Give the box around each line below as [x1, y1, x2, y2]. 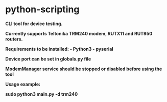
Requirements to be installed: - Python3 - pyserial [5, 46, 113, 52]
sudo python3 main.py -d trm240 [5, 91, 78, 97]
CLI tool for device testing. [5, 21, 63, 27]
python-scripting [5, 4, 80, 15]
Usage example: [5, 81, 41, 87]
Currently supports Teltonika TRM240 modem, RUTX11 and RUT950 [5, 30, 153, 36]
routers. [5, 36, 23, 42]
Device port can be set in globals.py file [5, 55, 91, 62]
